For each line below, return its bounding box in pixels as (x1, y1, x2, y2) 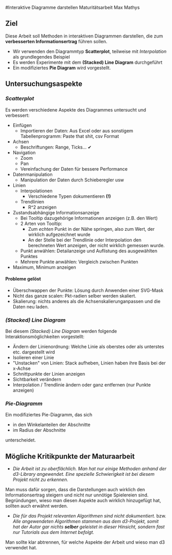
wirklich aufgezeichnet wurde (28, 231, 91, 237)
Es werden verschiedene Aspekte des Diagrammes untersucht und (5, 106, 146, 113)
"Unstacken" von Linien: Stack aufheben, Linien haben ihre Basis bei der (12, 360, 166, 366)
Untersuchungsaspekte (5, 80, 83, 88)
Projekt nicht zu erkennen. (12, 476, 69, 483)
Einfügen (12, 122, 32, 128)
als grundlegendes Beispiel (12, 53, 70, 60)
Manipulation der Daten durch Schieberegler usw (20, 177, 124, 183)
